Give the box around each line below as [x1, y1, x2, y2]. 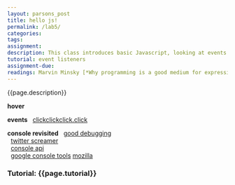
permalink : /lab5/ [7, 23, 61, 30]
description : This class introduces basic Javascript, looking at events [7, 50, 227, 57]
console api [10, 144, 44, 152]
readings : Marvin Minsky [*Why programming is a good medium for [7, 69, 201, 76]
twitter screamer [10, 136, 59, 144]
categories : [7, 29, 42, 37]
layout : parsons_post [7, 10, 71, 18]
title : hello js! [7, 17, 58, 24]
